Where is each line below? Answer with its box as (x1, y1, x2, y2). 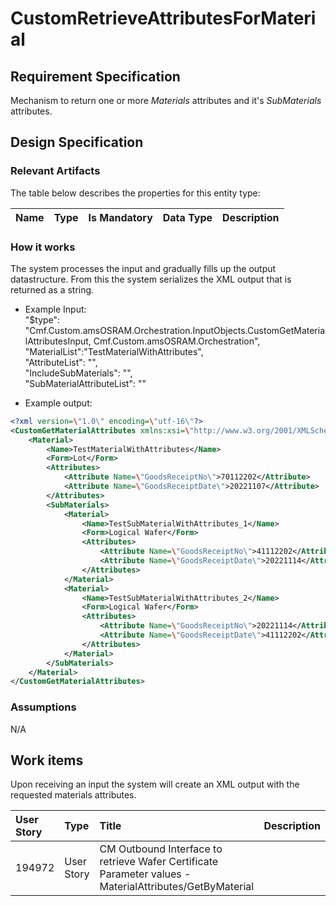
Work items (10, 752, 84, 769)
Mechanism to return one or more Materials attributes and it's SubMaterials (10, 95, 322, 106)
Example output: (24, 397, 93, 409)
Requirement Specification (10, 68, 181, 85)
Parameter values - (99, 867, 192, 881)
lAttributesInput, (24, 335, 92, 347)
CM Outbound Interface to (99, 842, 223, 856)
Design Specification (10, 134, 144, 151)
